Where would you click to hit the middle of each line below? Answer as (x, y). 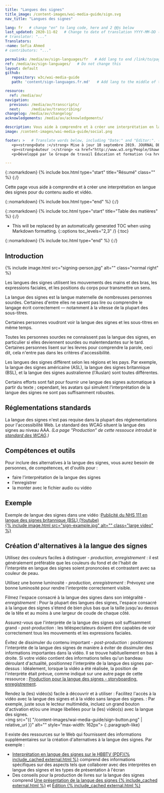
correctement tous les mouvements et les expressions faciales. (69, 633)
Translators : (18, 41)
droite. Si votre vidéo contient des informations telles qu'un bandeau (74, 658)
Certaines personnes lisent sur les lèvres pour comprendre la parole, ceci (79, 347)
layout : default (21, 68)
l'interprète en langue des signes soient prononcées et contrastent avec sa (80, 568)
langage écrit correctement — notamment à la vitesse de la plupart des (77, 308)
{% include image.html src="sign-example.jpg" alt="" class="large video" (79, 525)
